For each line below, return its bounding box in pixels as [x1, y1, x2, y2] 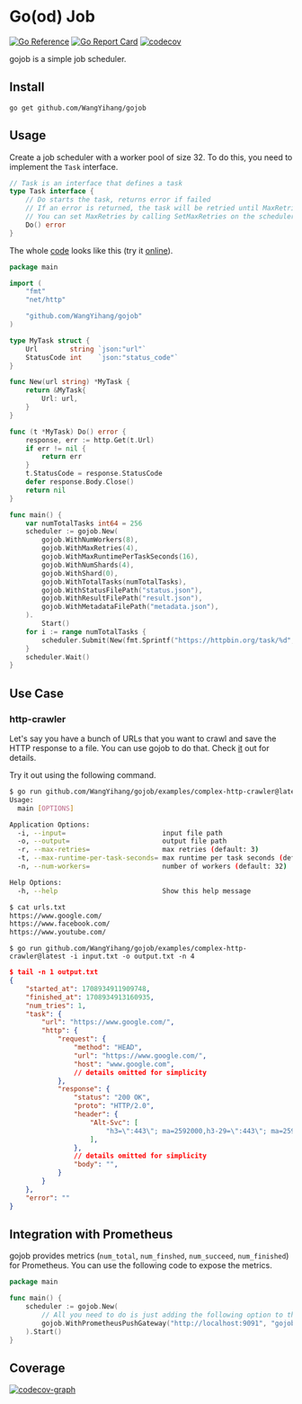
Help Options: [9, 878, 63, 887]
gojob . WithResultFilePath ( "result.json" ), [41, 594, 203, 604]
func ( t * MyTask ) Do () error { [9, 427, 127, 436]
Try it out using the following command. [9, 770, 156, 780]
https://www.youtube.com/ [9, 928, 106, 937]
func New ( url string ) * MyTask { [9, 378, 130, 387]
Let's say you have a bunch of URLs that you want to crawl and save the [9, 733, 277, 744]
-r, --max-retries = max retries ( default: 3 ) [17, 845, 259, 854]
